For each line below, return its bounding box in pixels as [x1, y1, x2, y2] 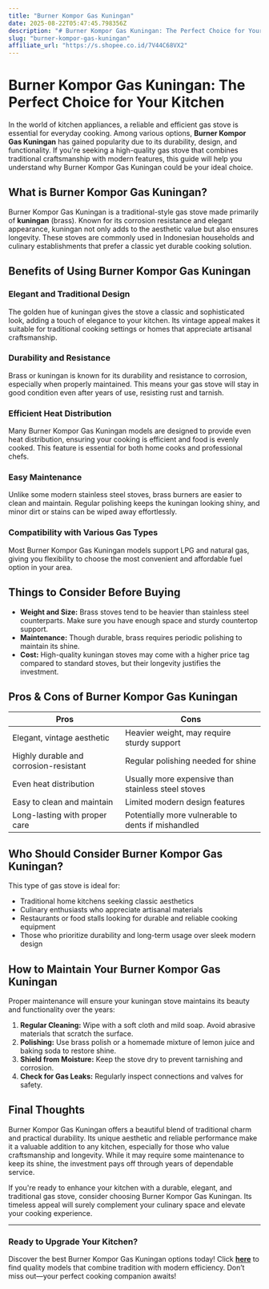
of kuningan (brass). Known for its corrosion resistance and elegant [8, 215, 233, 225]
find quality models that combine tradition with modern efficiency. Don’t [8, 1262, 245, 1273]
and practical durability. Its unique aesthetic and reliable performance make [8, 1133, 258, 1143]
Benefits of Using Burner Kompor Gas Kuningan [8, 264, 251, 278]
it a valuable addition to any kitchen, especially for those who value [8, 1141, 230, 1151]
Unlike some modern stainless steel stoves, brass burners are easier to [8, 490, 243, 500]
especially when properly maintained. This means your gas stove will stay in [8, 379, 259, 389]
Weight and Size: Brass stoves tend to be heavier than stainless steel [19, 607, 250, 617]
